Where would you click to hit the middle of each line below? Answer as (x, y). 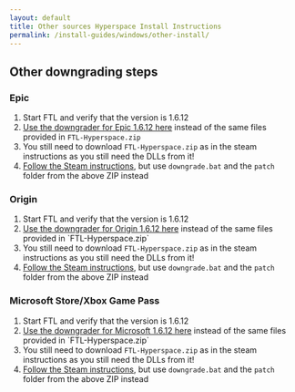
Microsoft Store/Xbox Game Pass (85, 301)
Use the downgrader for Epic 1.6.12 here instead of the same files (144, 128)
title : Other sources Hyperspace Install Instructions (116, 26)
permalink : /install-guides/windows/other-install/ (109, 35)
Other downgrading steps (84, 72)
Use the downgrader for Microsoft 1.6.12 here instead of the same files (154, 330)
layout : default (40, 18)
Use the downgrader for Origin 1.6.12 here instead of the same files (147, 229)
